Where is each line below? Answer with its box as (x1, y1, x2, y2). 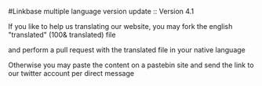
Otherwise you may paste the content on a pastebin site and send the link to (8, 60, 254, 70)
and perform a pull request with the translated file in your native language (8, 45, 246, 54)
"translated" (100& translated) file (8, 30, 116, 39)
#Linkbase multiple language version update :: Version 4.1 (8, 7, 195, 16)
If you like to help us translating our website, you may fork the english (8, 22, 233, 30)
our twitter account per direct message (8, 69, 135, 77)
